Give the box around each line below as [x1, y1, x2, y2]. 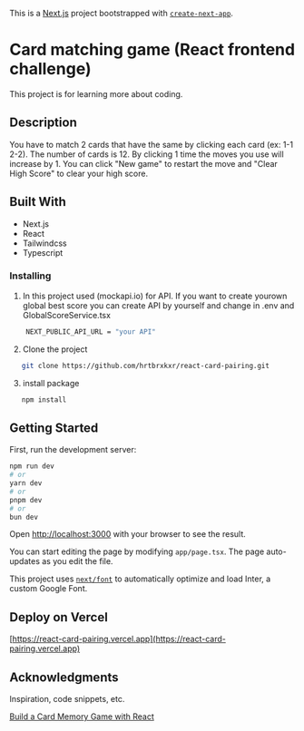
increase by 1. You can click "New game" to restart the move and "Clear [9, 158, 279, 169]
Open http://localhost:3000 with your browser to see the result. [9, 529, 247, 540]
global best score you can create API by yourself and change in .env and [22, 299, 295, 311]
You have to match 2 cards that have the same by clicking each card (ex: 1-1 [9, 139, 293, 150]
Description [9, 115, 77, 131]
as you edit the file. [42, 556, 113, 567]
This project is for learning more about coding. [9, 88, 183, 99]
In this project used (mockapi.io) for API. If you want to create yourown [22, 290, 288, 301]
